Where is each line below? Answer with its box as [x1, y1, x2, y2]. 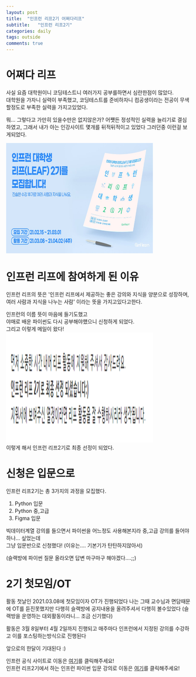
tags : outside [6, 34, 41, 41]
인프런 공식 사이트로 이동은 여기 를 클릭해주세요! [6, 657, 114, 664]
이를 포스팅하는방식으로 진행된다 [12, 632, 86, 639]
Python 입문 [14, 500, 43, 507]
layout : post [6, 9, 38, 15]
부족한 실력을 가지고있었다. [26, 104, 88, 111]
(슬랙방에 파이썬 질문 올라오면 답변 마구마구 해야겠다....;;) [6, 554, 137, 561]
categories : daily [6, 28, 51, 34]
